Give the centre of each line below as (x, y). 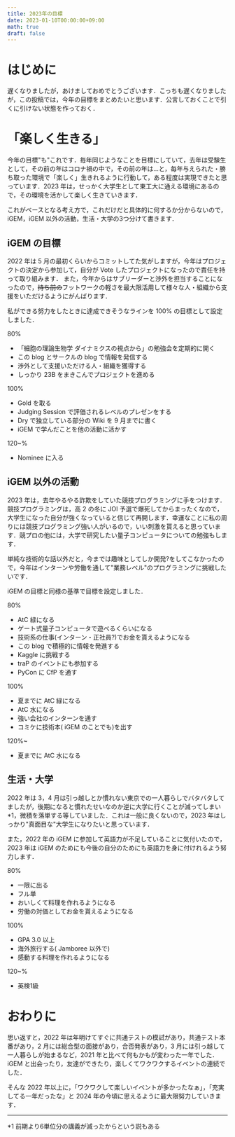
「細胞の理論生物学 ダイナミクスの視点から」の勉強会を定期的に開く (116, 348)
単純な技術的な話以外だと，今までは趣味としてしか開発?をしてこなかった (113, 558)
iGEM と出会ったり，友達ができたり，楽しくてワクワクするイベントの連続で (116, 1063)
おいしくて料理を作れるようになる (66, 902)
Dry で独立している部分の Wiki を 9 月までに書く (87, 420)
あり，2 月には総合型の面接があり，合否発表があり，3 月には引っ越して (122, 1046)
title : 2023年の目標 (35, 14)
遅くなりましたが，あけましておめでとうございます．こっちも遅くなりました (117, 91)
